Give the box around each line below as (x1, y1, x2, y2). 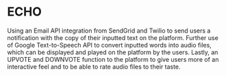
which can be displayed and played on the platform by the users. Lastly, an (7, 48, 218, 56)
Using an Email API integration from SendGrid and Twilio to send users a (7, 26, 211, 35)
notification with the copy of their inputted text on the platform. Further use (7, 33, 219, 41)
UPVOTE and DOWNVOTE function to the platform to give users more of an (7, 55, 219, 63)
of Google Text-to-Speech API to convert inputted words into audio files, (7, 41, 212, 49)
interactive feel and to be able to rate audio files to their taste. (7, 62, 181, 71)
